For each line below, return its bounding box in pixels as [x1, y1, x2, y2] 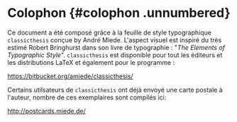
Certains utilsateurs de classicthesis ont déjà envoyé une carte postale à [7, 85, 224, 94]
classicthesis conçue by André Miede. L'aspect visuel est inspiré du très [7, 35, 222, 44]
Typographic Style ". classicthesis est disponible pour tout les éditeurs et [7, 51, 223, 59]
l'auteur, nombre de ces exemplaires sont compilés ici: [7, 93, 167, 102]
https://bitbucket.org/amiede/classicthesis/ [7, 72, 133, 80]
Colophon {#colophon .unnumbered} [7, 5, 231, 21]
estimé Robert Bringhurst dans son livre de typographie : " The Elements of [7, 43, 226, 51]
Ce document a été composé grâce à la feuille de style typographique [7, 28, 211, 37]
